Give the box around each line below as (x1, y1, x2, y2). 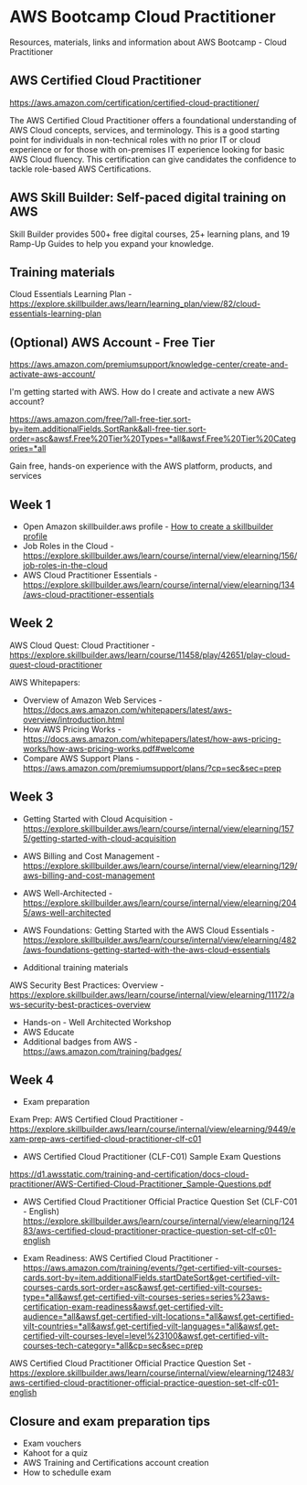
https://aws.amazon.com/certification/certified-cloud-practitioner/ (9, 97, 259, 108)
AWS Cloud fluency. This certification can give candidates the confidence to (9, 154, 297, 164)
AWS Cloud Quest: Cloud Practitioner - (9, 640, 155, 651)
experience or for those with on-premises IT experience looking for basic (9, 143, 285, 154)
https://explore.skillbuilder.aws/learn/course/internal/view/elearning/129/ (22, 860, 298, 871)
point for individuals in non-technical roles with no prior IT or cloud (9, 134, 261, 145)
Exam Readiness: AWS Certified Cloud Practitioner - (22, 1253, 219, 1264)
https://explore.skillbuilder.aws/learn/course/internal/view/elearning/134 (22, 579, 295, 590)
